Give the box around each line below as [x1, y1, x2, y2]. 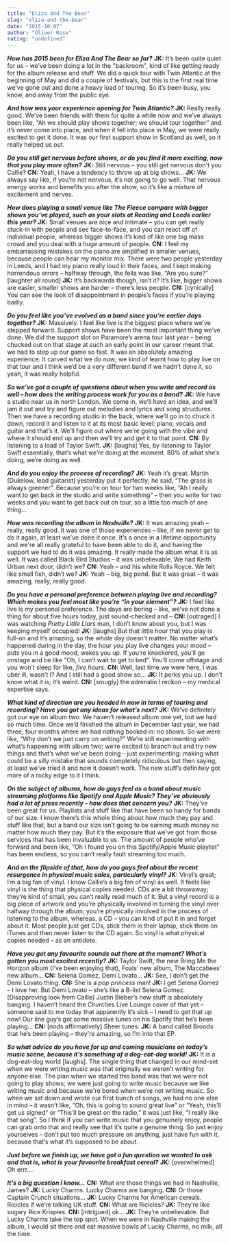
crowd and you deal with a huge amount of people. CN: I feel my [7, 240, 190, 248]
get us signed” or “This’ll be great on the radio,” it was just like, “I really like [7, 1109, 219, 1117]
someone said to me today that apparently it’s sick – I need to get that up [7, 1008, 212, 1016]
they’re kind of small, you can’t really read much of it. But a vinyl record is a [7, 893, 220, 901]
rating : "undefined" [7, 36, 66, 43]
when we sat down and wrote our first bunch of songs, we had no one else [7, 1094, 218, 1102]
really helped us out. [7, 141, 65, 149]
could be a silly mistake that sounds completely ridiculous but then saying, [7, 757, 217, 765]
